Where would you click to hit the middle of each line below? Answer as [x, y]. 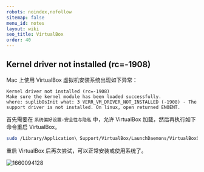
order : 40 [19, 40]
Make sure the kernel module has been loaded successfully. [84, 97]
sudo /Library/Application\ [42, 138]
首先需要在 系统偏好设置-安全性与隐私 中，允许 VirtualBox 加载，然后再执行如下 [101, 119]
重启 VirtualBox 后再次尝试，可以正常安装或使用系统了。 [76, 150]
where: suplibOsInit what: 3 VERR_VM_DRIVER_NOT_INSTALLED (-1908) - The [102, 102]
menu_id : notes [25, 23]
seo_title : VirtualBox [35, 35]
